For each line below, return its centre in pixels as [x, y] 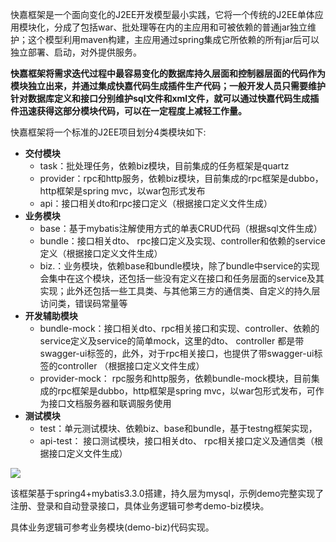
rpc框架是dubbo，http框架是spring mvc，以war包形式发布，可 [186, 391]
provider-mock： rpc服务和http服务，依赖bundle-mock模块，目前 [175, 378]
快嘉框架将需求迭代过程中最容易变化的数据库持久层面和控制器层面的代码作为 [168, 73]
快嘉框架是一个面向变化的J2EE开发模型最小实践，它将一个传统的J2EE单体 [162, 14]
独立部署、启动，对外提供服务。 [76, 52]
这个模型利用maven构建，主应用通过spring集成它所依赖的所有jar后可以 [173, 39]
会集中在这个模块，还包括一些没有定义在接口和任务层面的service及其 [182, 278]
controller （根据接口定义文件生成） [131, 366]
